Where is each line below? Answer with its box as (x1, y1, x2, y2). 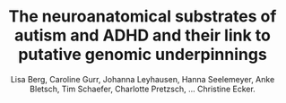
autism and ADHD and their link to (13, 25, 272, 46)
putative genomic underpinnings (18, 45, 267, 64)
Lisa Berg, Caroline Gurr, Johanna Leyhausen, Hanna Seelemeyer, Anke (10, 73, 275, 84)
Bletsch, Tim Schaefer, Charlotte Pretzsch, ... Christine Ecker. (29, 83, 256, 94)
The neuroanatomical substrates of (8, 6, 277, 27)
